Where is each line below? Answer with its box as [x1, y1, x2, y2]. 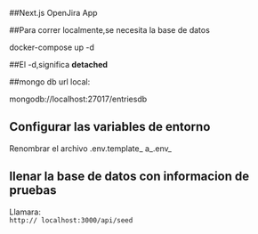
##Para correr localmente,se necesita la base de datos [9, 25, 211, 35]
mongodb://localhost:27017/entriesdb [9, 93, 148, 104]
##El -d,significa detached [9, 60, 109, 69]
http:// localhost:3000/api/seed [9, 215, 133, 225]
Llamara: [9, 206, 42, 217]
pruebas [9, 182, 57, 198]
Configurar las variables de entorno [9, 119, 211, 134]
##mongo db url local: [9, 77, 91, 87]
